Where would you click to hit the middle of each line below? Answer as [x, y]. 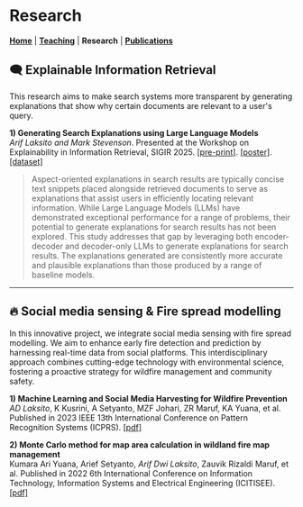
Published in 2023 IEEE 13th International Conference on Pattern [129, 417]
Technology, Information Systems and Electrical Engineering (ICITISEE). [142, 483]
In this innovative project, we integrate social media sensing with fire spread [150, 333]
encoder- [272, 236]
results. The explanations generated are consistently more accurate [157, 255]
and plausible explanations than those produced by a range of [147, 265]
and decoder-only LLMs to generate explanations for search [176, 246]
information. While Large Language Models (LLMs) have [136, 207]
